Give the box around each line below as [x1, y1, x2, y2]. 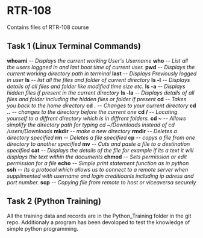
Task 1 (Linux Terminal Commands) [7, 41, 141, 51]
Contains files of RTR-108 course [7, 23, 89, 31]
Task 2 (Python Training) [7, 196, 102, 207]
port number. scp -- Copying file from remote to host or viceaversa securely [7, 178, 196, 186]
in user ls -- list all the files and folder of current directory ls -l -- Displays [7, 76, 190, 83]
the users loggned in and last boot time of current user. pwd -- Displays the [7, 63, 195, 70]
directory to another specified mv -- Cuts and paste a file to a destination [7, 140, 190, 148]
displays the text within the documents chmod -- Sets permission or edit [7, 153, 187, 160]
